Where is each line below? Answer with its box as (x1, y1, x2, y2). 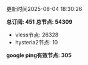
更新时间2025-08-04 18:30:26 (6, 5, 83, 12)
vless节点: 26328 (15, 31, 59, 38)
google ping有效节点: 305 (6, 52, 72, 59)
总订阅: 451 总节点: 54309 (6, 18, 73, 26)
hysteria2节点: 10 (15, 39, 58, 46)
